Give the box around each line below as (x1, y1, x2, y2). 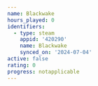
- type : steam (13, 29, 55, 37)
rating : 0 (7, 62, 36, 69)
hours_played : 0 (7, 17, 55, 24)
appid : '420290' (20, 36, 68, 43)
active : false (7, 55, 49, 62)
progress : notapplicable (7, 68, 80, 75)
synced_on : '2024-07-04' (20, 49, 92, 56)
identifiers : (7, 23, 45, 30)
